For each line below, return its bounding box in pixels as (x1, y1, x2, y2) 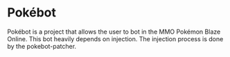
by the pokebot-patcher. (7, 42, 77, 50)
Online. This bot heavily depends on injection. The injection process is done (7, 34, 224, 43)
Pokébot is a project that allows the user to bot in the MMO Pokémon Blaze (7, 27, 221, 36)
